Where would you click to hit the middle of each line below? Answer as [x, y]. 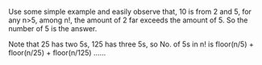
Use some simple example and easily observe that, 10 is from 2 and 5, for [130, 12]
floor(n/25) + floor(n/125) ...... [57, 53]
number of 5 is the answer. [53, 28]
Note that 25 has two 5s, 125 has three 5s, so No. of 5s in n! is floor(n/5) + [131, 44]
